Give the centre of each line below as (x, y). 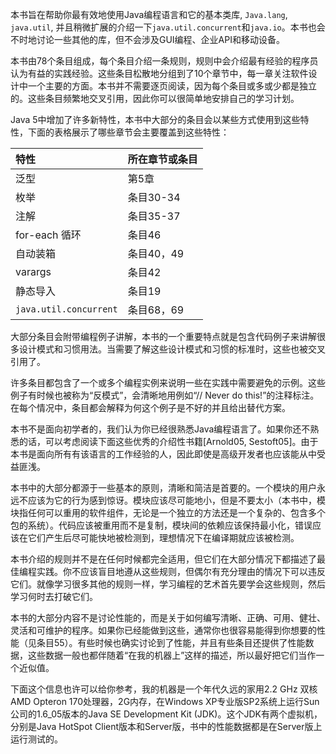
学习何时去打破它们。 (54, 596)
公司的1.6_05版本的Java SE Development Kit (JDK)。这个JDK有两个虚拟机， (166, 714)
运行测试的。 (36, 739)
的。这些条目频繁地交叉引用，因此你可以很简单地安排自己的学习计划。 (155, 98)
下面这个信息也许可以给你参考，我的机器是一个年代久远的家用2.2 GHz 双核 (164, 689)
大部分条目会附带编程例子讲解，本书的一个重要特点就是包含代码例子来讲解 (163, 336)
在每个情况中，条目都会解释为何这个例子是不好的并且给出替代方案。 (150, 407)
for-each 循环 (48, 235)
